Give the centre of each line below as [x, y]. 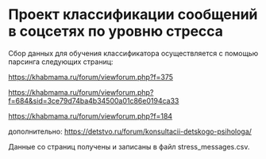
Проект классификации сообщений [133, 15]
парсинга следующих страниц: [61, 62]
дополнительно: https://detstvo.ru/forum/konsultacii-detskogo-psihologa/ [130, 131]
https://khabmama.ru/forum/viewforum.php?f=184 [91, 115]
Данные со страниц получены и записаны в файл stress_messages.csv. [129, 146]
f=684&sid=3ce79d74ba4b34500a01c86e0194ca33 [94, 100]
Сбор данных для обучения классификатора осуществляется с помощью [133, 53]
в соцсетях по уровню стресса [116, 31]
